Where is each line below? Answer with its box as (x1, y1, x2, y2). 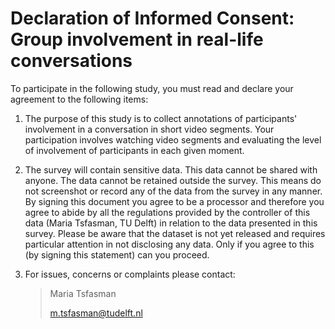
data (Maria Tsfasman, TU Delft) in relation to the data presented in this (24, 217, 318, 229)
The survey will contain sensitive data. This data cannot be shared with (24, 163, 318, 176)
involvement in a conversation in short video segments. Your (24, 123, 275, 135)
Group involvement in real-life (10, 28, 264, 51)
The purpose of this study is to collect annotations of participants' (24, 112, 298, 124)
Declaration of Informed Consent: (10, 7, 295, 30)
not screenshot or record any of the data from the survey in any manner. (24, 185, 323, 197)
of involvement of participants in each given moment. (24, 144, 245, 156)
